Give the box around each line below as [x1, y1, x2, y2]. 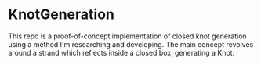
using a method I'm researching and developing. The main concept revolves [8, 39, 254, 49]
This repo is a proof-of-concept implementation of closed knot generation [8, 31, 247, 41]
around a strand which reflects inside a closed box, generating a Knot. [8, 48, 235, 57]
